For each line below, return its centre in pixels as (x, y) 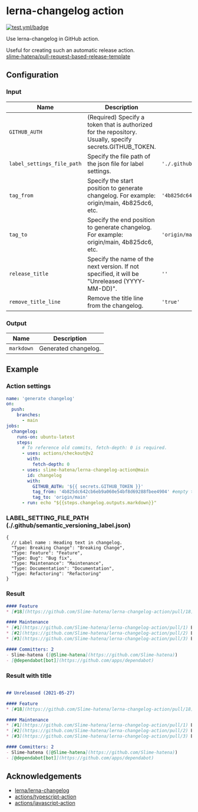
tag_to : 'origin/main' (60, 498)
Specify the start (110, 180)
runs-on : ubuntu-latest (46, 437)
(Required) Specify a (116, 117)
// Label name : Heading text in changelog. (67, 543)
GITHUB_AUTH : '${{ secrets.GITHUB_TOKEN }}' (88, 486)
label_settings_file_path (45, 163)
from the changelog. (115, 306)
